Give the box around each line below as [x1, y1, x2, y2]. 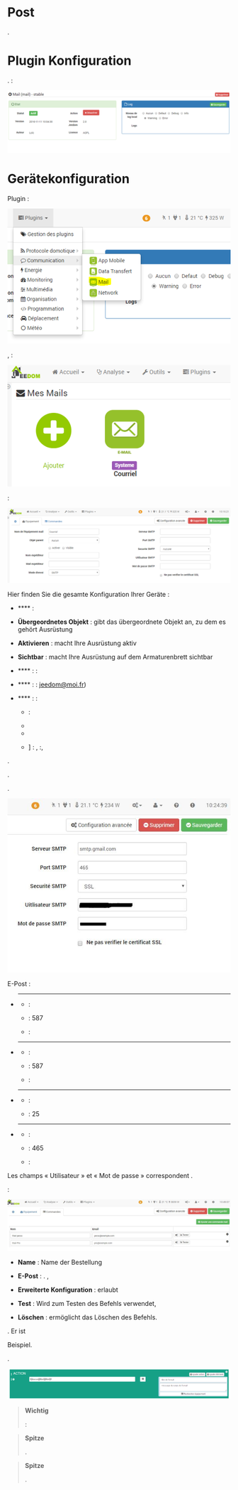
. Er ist [7, 1327, 26, 1336]
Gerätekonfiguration [7, 171, 130, 187]
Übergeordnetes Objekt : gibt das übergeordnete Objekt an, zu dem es [17, 617, 227, 626]
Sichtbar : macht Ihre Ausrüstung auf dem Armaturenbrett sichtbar [17, 653, 213, 662]
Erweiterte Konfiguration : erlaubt [17, 1285, 118, 1294]
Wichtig [24, 1406, 49, 1415]
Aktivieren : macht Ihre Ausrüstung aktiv [17, 639, 137, 647]
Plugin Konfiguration [7, 53, 132, 69]
